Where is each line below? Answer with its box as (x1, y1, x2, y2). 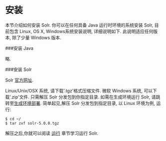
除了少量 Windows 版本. (11, 34, 61, 40)
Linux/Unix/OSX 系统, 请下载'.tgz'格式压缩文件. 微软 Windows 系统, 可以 (5, 87, 153, 93)
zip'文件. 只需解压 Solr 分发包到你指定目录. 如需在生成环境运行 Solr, (11, 93, 150, 100)
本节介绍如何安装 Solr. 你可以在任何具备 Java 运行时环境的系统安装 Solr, (5, 22, 153, 28)
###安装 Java (5, 45, 33, 51)
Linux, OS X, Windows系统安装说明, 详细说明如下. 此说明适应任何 (19, 28, 153, 34)
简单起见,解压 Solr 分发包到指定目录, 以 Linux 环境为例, (42, 100, 155, 106)
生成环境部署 (14, 100, 40, 106)
